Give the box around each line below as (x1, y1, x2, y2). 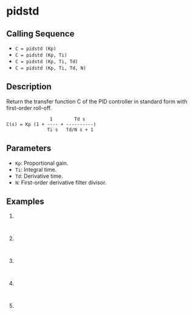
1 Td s (49, 116, 86, 122)
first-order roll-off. (6, 104, 52, 111)
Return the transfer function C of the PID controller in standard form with (6, 97, 188, 105)
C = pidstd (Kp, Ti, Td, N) (15, 65, 86, 71)
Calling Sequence (6, 29, 75, 39)
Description (6, 82, 52, 92)
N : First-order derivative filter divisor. (15, 178, 107, 186)
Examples (6, 197, 44, 207)
